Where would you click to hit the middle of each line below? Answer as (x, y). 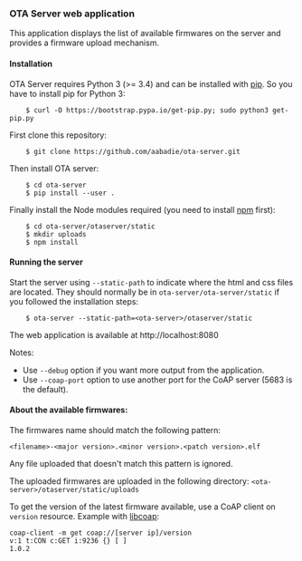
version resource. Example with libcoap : (85, 516)
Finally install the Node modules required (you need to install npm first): (142, 209)
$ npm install (52, 242)
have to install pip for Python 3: (67, 93)
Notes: (22, 353)
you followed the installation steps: (74, 301)
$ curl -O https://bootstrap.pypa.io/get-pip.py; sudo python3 (147, 110)
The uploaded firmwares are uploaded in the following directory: (130, 481)
